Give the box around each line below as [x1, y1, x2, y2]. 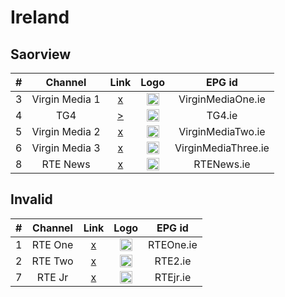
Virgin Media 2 [31, 125, 101, 138]
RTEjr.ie [154, 270, 192, 284]
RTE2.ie [154, 254, 192, 268]
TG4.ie [206, 109, 238, 122]
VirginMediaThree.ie [174, 141, 270, 155]
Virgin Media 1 [31, 92, 101, 106]
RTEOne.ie [148, 237, 198, 251]
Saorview [10, 46, 72, 63]
